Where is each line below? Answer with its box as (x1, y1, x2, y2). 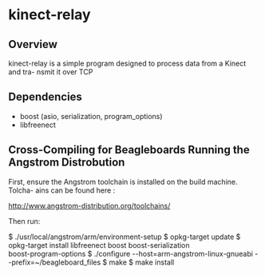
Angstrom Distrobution (8, 156, 125, 169)
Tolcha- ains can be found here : (8, 185, 116, 195)
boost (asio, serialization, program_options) (19, 111, 163, 121)
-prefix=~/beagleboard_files (8, 257, 101, 267)
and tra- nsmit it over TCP (8, 67, 93, 77)
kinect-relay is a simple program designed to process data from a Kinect (8, 58, 247, 68)
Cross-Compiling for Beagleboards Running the (8, 143, 250, 157)
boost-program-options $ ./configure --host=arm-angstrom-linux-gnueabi (8, 249, 254, 258)
